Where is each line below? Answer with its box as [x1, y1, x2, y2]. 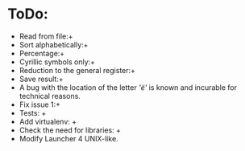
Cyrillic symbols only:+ [19, 57, 96, 67]
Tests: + [19, 108, 47, 117]
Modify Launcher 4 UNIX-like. [19, 133, 118, 143]
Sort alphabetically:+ [19, 39, 89, 49]
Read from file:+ [19, 31, 73, 41]
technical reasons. [19, 91, 81, 100]
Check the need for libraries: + [19, 125, 122, 135]
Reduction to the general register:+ [19, 65, 136, 75]
